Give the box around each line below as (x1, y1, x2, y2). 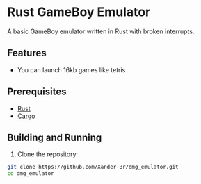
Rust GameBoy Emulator (7, 4, 151, 20)
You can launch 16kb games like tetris (17, 65, 126, 74)
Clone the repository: (17, 150, 79, 158)
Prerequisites (7, 86, 67, 98)
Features (7, 47, 47, 59)
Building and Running (7, 131, 102, 143)
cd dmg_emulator (7, 170, 54, 177)
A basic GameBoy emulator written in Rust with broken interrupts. (7, 27, 195, 35)
